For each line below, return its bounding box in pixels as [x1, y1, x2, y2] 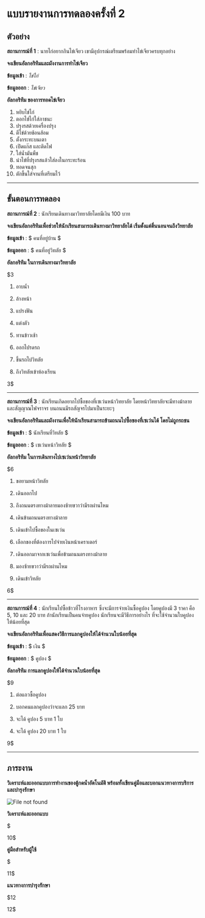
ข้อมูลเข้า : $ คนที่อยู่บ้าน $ [7, 234, 61, 241]
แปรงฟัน [15, 307, 33, 314]
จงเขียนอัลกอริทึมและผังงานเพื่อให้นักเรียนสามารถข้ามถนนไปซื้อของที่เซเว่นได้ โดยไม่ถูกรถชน [7, 417, 190, 424]
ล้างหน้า [15, 295, 32, 302]
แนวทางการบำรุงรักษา [7, 881, 50, 889]
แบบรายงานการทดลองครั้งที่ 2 [7, 7, 125, 21]
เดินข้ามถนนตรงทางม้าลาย [15, 514, 68, 521]
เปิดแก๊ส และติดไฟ [15, 143, 52, 150]
